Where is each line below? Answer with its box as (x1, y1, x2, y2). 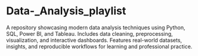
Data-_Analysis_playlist (6, 4, 126, 18)
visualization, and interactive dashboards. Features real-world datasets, (6, 36, 182, 43)
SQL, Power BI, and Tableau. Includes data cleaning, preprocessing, (6, 30, 173, 37)
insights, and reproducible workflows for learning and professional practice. (6, 43, 193, 50)
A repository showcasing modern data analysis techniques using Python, (6, 24, 185, 31)
